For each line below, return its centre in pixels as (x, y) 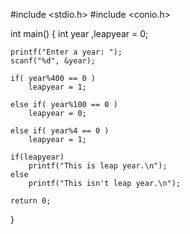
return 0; (31, 201)
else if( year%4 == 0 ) (60, 131)
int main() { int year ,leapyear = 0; (79, 33)
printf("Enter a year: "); (66, 52)
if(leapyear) (37, 157)
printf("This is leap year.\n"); (98, 166)
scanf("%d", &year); (53, 61)
